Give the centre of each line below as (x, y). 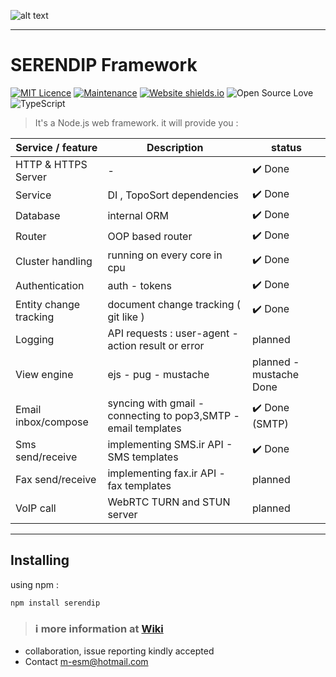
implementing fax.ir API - (166, 473)
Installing (40, 560)
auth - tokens (139, 286)
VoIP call (36, 508)
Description (175, 147)
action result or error (156, 345)
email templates (144, 428)
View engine (44, 374)
